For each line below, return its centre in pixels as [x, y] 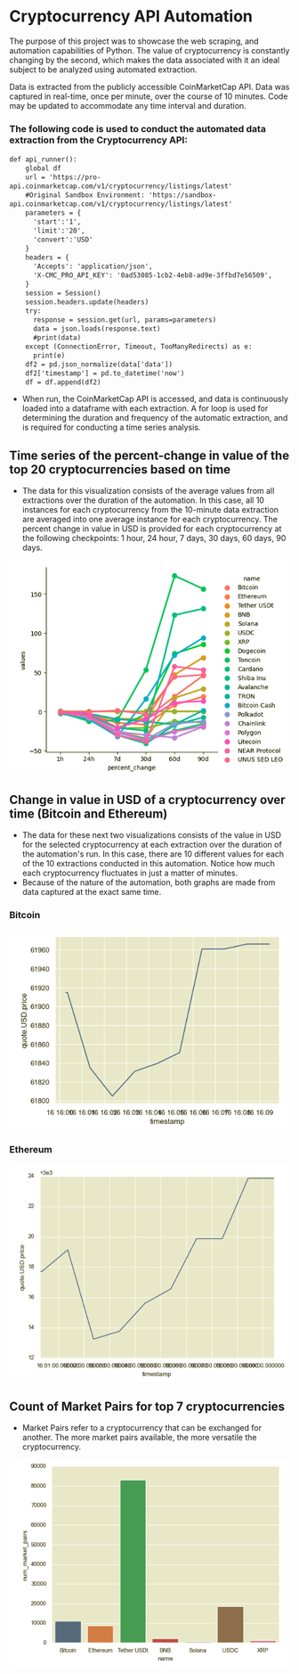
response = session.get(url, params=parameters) [125, 320]
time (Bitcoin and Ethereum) [89, 813]
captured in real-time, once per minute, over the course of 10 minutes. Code [149, 96]
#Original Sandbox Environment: [85, 195]
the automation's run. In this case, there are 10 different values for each [153, 854]
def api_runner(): [43, 160]
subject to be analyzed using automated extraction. [103, 70]
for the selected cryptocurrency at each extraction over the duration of [152, 845]
